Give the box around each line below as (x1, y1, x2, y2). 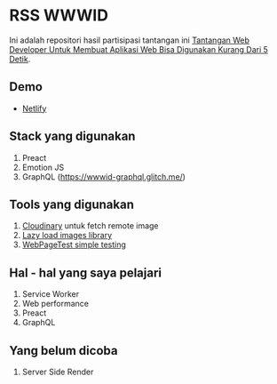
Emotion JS (21, 162, 65, 172)
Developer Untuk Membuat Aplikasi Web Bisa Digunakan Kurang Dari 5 (9, 44, 269, 54)
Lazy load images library (21, 230, 113, 241)
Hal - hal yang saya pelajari (9, 265, 162, 280)
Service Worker (21, 289, 80, 300)
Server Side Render (21, 366, 94, 377)
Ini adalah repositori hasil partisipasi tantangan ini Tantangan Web (9, 35, 250, 45)
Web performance (21, 299, 89, 309)
